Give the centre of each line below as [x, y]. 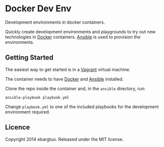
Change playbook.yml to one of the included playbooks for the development [82, 107]
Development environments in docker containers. [55, 22]
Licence [18, 128]
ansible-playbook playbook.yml [37, 97]
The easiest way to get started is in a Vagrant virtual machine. [68, 69]
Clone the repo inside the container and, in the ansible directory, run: [75, 88]
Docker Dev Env [38, 9]
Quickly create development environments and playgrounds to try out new [81, 31]
